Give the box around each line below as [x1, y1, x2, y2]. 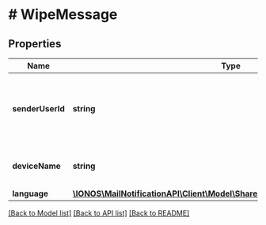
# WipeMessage [8, 6, 118, 24]
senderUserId [12, 103, 66, 114]
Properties [8, 37, 62, 51]
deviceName [12, 160, 61, 171]
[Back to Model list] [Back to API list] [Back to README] [8, 208, 190, 218]
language [12, 188, 49, 199]
